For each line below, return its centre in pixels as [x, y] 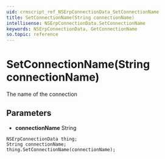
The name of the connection [42, 94]
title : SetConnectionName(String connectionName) [71, 18]
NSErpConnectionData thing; [42, 139]
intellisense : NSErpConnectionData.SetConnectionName [76, 23]
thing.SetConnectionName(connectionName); [61, 149]
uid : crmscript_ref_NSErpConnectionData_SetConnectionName [83, 12]
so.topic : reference [33, 35]
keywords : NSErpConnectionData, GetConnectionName [72, 29]
